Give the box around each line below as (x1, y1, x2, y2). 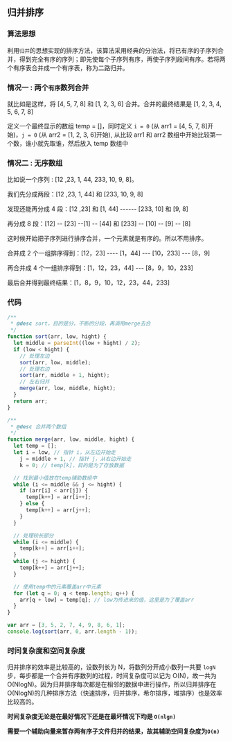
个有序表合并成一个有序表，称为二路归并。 (7, 63, 129, 71)
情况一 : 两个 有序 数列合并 (7, 83, 89, 92)
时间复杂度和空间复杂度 (7, 646, 85, 655)
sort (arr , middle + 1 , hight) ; (19, 372, 110, 379)
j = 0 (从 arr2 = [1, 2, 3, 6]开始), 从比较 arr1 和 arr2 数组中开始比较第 (21, 130, 216, 139)
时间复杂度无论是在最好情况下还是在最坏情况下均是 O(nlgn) (7, 712, 177, 720)
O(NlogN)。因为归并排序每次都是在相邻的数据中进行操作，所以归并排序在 (7, 680, 217, 689)
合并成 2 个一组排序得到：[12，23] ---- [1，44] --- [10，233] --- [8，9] (7, 249, 211, 258)
